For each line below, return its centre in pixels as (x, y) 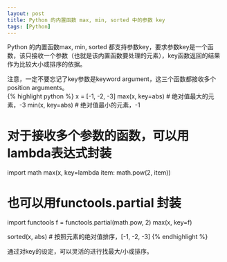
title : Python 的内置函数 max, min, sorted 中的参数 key (86, 20)
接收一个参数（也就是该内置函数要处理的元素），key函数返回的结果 (126, 55)
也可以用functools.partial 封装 (94, 203)
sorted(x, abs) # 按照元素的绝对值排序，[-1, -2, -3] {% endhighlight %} (108, 237)
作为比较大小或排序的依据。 (47, 64)
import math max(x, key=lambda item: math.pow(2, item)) (89, 173)
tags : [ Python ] (29, 26)
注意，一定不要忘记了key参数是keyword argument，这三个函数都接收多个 (112, 79)
